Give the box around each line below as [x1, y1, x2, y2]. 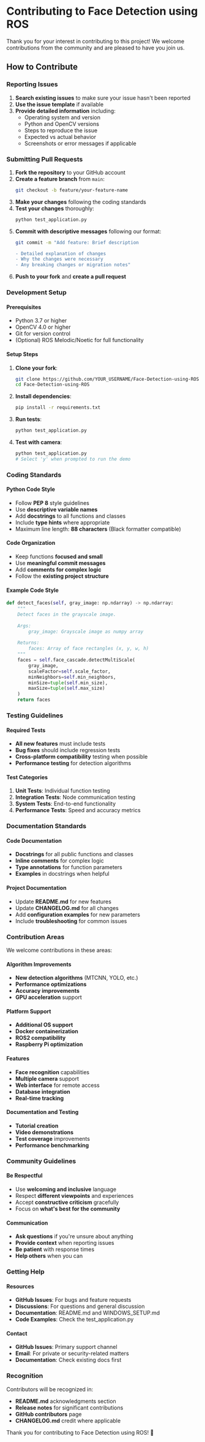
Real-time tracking [15, 1094, 64, 1102]
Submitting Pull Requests [6, 155, 83, 163]
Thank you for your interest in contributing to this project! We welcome [6, 37, 185, 45]
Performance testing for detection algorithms [15, 760, 132, 767]
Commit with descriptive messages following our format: [15, 228, 162, 235]
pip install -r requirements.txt [15, 405, 101, 411]
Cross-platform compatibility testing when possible [15, 753, 148, 760]
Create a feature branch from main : [15, 175, 105, 182]
